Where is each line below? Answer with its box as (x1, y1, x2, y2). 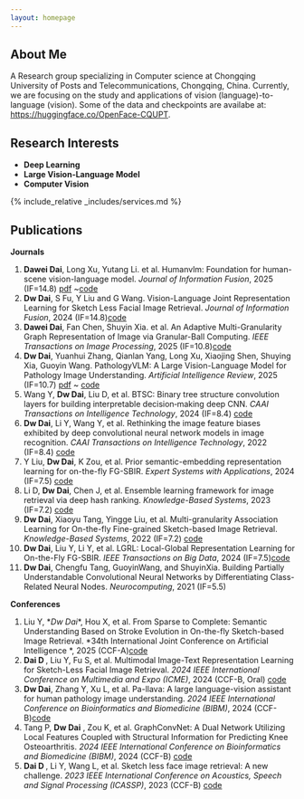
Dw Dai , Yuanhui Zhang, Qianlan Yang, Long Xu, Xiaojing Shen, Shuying (23, 350, 292, 362)
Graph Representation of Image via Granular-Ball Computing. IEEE (23, 331, 270, 342)
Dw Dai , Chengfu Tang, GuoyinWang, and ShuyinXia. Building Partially (23, 562, 285, 573)
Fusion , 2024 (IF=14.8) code (23, 312, 128, 323)
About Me (10, 47, 67, 62)
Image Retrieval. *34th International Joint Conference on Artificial (23, 635, 270, 647)
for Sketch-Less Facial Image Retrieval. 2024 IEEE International (23, 664, 261, 675)
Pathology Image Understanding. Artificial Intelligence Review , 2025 (23, 370, 279, 381)
